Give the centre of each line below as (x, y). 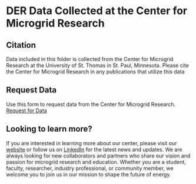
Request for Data (26, 111)
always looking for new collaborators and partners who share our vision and (98, 155)
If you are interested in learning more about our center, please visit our (92, 143)
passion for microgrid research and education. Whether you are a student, (96, 162)
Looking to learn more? (49, 129)
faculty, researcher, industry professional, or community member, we (90, 168)
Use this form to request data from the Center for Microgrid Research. (91, 104)
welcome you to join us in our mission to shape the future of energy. (89, 174)
